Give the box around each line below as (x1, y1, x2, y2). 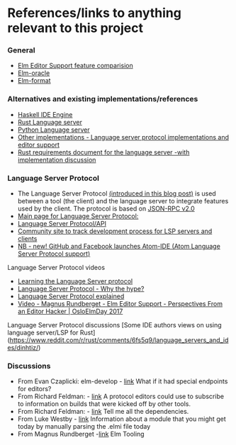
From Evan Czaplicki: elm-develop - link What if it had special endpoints (17, 377, 228, 385)
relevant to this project (7, 20, 144, 36)
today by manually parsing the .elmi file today (17, 422, 151, 431)
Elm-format (17, 77, 51, 85)
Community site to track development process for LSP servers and (17, 227, 213, 235)
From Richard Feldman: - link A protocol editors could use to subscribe (17, 392, 225, 401)
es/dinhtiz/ (7, 344, 39, 352)
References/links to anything (7, 5, 182, 21)
